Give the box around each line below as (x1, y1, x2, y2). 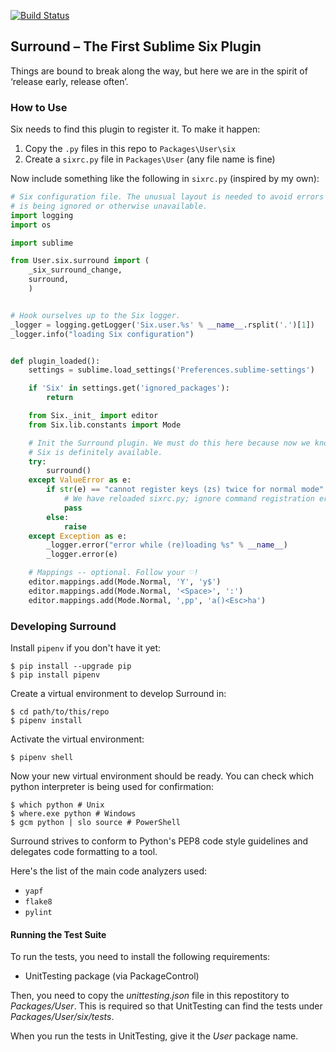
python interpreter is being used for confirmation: (10, 781, 215, 793)
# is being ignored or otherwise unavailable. (10, 201, 208, 211)
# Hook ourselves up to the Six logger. (10, 310, 182, 320)
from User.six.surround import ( (10, 256, 150, 266)
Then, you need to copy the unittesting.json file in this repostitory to (10, 990, 290, 1002)
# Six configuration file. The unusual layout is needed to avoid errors (10, 192, 325, 202)
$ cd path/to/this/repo (10, 707, 110, 717)
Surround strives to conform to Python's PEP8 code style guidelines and (10, 835, 309, 847)
